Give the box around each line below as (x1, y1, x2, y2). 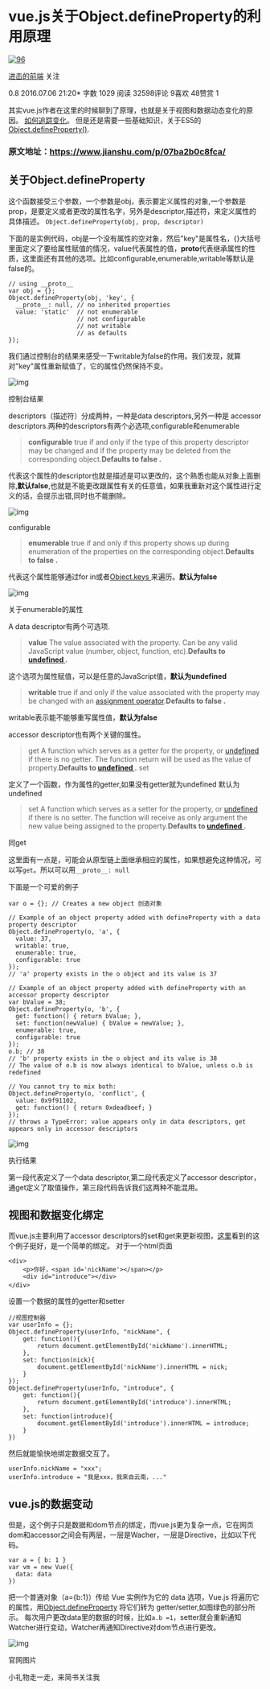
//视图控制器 (8, 1314, 46, 1322)
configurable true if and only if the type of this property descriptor (27, 437, 249, 446)
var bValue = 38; (8, 998, 67, 1006)
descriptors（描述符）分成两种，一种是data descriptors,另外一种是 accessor (8, 411, 262, 421)
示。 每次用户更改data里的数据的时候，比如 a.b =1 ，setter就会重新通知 (8, 1613, 242, 1622)
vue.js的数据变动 (8, 1497, 93, 1510)
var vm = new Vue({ (8, 1564, 74, 1572)
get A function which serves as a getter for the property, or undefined (27, 746, 260, 755)
